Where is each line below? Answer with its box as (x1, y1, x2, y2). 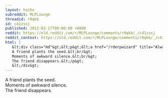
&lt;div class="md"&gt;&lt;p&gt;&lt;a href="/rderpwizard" (11, 44, 137, 49)
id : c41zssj (5, 21, 30, 26)
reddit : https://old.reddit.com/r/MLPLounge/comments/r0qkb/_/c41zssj (5, 30, 155, 35)
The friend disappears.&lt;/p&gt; (11, 58, 84, 63)
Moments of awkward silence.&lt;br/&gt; (11, 53, 97, 59)
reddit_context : (5, 35, 39, 40)
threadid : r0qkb (5, 16, 39, 21)
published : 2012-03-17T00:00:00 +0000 (5, 26, 86, 31)
